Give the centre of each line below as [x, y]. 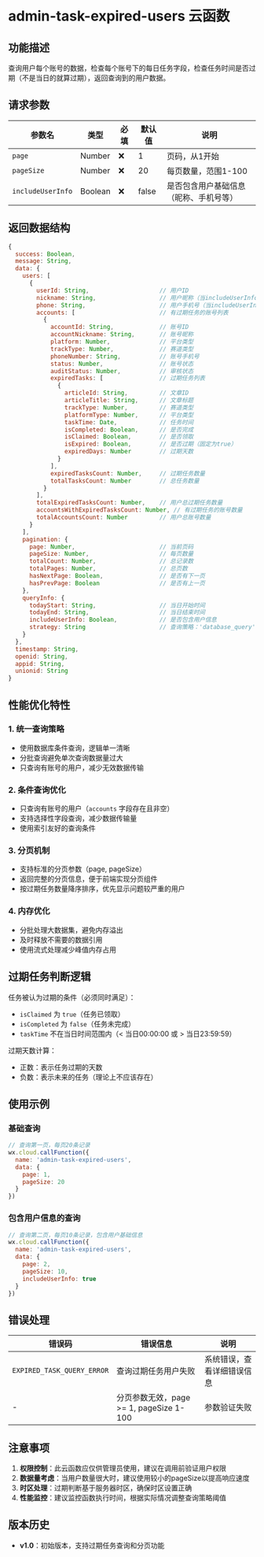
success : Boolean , [46, 254]
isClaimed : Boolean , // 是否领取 [129, 437]
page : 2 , [37, 1264]
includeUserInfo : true [59, 1279]
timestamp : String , [47, 649]
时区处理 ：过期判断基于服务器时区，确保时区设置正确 [106, 1488]
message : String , [44, 261]
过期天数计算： [32, 1050]
